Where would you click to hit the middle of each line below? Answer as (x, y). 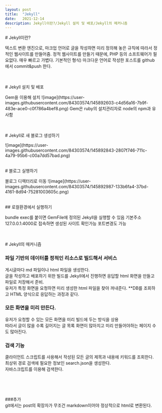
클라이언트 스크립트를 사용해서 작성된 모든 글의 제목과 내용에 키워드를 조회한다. (80, 357)
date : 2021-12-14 (25, 19)
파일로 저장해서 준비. (24, 282)
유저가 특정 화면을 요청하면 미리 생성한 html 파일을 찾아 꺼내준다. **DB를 (74, 288)
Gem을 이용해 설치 (23, 98)
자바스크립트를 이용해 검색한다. (34, 369)
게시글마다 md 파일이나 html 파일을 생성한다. (48, 270)
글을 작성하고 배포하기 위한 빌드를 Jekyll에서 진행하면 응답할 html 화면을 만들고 (80, 275)
